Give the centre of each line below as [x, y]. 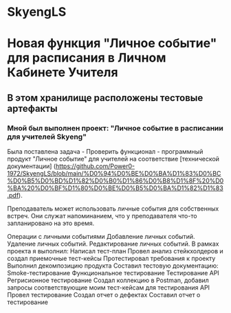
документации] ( [32, 166]
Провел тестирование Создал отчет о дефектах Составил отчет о [104, 295]
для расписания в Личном [87, 58]
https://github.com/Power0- [95, 166]
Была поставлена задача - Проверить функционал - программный [105, 152]
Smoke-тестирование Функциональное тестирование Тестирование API [113, 273]
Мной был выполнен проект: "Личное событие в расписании [115, 128]
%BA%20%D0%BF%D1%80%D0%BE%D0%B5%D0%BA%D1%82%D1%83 [115, 188]
